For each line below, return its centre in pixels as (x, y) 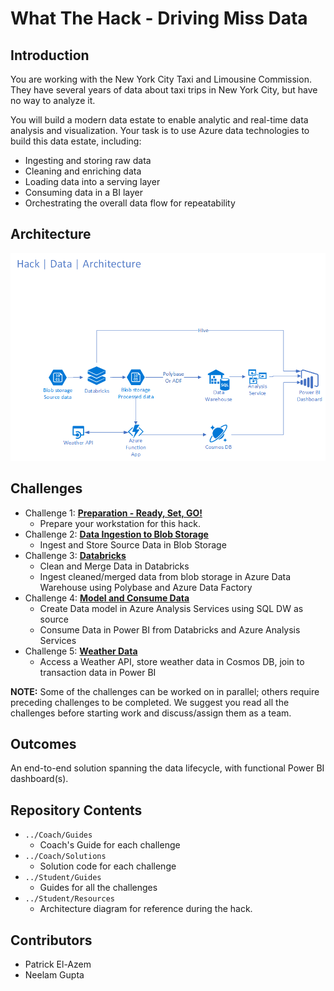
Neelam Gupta (54, 975)
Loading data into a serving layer (92, 181)
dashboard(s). (39, 779)
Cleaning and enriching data (83, 171)
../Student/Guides (63, 878)
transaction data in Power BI (98, 672)
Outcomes (43, 743)
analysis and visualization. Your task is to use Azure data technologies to (160, 130)
